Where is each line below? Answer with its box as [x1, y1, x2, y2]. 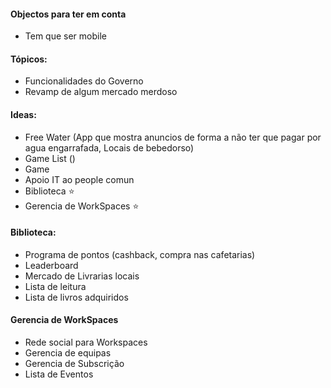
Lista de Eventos [24, 368, 94, 380]
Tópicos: [10, 53, 48, 65]
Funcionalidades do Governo [24, 75, 144, 87]
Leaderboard [24, 259, 79, 271]
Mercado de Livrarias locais [24, 270, 140, 282]
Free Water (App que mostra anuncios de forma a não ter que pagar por [24, 131, 322, 143]
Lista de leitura [24, 280, 87, 292]
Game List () [24, 152, 76, 164]
